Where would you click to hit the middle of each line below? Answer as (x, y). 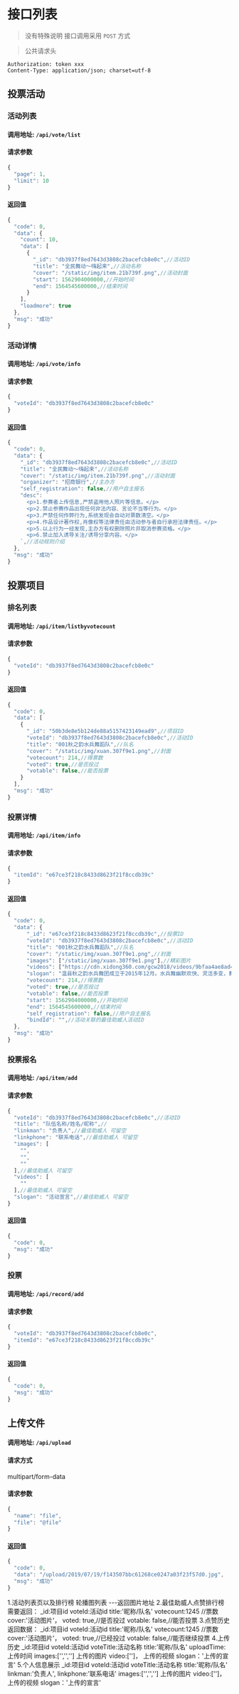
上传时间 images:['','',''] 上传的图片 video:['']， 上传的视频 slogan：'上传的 (115, 1656)
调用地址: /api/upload (39, 1443)
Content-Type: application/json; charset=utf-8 (79, 70)
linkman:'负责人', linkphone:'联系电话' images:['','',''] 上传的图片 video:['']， (117, 1673)
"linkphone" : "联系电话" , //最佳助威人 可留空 (76, 1137)
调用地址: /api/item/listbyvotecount (62, 626)
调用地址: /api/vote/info (44, 364)
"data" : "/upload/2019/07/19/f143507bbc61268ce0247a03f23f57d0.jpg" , (119, 1575)
